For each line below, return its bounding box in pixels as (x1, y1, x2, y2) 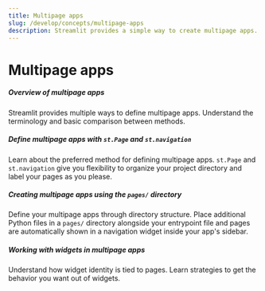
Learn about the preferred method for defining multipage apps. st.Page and (8, 155, 256, 164)
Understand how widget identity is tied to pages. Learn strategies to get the (8, 265, 256, 275)
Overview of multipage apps (8, 88, 105, 97)
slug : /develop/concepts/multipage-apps (8, 19, 145, 27)
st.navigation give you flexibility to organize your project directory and (8, 163, 243, 172)
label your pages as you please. (8, 171, 113, 181)
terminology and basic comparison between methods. (8, 116, 185, 126)
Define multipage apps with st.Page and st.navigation (8, 135, 192, 144)
